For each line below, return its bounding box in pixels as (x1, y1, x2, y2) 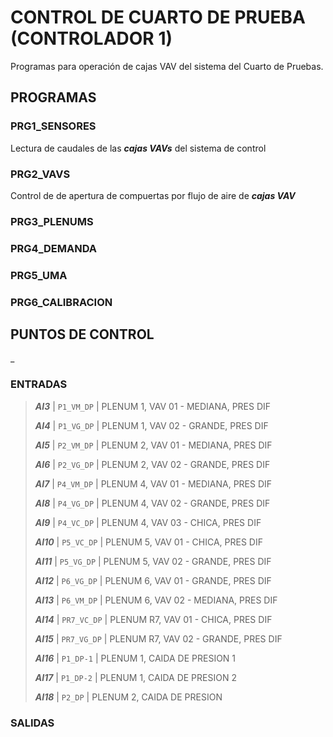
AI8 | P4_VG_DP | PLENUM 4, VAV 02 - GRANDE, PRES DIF (34, 497, 271, 509)
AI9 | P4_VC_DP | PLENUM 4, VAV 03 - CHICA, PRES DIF (34, 516, 262, 528)
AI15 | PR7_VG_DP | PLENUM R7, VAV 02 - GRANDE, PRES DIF (34, 632, 283, 645)
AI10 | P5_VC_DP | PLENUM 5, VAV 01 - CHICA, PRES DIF (34, 536, 263, 548)
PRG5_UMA (10, 268, 68, 282)
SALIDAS (10, 716, 55, 730)
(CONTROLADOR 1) (10, 27, 173, 50)
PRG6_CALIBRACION (10, 295, 113, 309)
